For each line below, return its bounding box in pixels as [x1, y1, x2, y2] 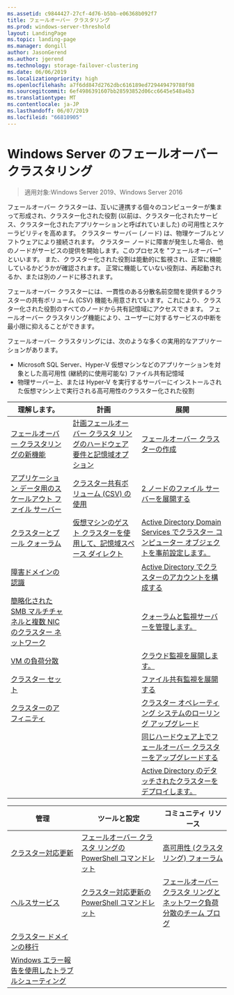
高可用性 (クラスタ [162, 842, 224, 852]
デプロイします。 [141, 787, 197, 796]
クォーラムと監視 [141, 611, 197, 621]
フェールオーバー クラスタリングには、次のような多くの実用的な [7, 337, 192, 345]
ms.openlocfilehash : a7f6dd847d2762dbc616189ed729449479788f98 [7, 82, 195, 88]
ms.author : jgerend [7, 56, 64, 63]
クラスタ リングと [162, 887, 221, 897]
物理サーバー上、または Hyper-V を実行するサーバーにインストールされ [17, 378, 222, 386]
